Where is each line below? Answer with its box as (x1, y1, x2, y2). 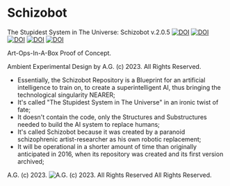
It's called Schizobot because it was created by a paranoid (17, 127, 186, 136)
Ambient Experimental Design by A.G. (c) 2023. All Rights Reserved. (7, 62, 202, 70)
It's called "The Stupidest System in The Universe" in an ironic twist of (17, 98, 219, 106)
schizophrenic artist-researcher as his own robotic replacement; (17, 134, 202, 144)
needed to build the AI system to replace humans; (17, 120, 160, 128)
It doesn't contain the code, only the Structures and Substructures (17, 113, 207, 121)
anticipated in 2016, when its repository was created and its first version (17, 150, 224, 158)
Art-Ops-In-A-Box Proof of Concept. (7, 49, 112, 57)
